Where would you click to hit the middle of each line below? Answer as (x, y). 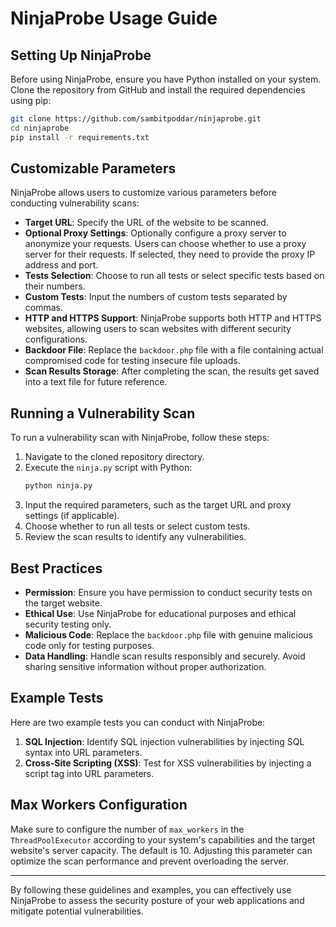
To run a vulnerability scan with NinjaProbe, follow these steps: (140, 438)
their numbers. (55, 286)
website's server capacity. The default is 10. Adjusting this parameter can (161, 850)
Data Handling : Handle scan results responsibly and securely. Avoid (165, 656)
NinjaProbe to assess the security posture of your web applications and (157, 900)
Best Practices (56, 568)
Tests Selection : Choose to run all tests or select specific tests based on (174, 276)
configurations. (56, 339)
